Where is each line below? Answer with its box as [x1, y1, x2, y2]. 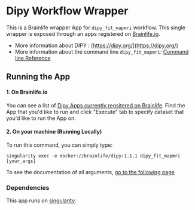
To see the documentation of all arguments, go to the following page [6, 168, 175, 175]
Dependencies [6, 183, 50, 192]
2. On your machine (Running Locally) [6, 128, 102, 135]
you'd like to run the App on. [6, 115, 76, 122]
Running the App [6, 72, 71, 82]
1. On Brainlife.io [6, 88, 48, 95]
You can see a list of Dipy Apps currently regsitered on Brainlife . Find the [6, 101, 185, 109]
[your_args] [6, 158, 36, 164]
